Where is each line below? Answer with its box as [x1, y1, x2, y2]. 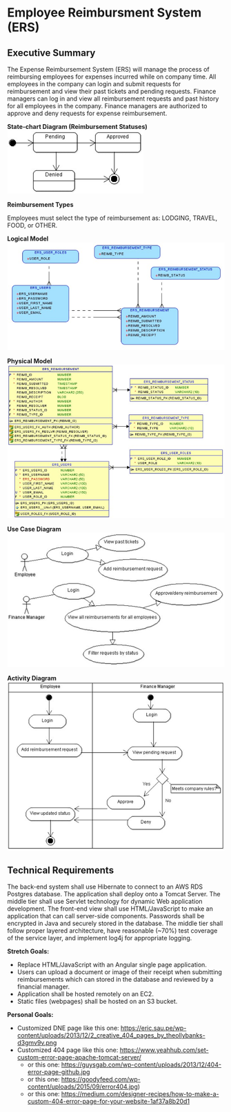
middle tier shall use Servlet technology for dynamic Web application [7, 898, 203, 906]
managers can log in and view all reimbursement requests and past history [7, 94, 219, 103]
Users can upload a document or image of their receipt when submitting [17, 968, 223, 976]
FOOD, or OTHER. [7, 221, 57, 229]
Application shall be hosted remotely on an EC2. [17, 990, 154, 998]
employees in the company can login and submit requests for [7, 80, 181, 88]
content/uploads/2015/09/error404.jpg [27, 1082, 138, 1091]
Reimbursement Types [7, 201, 74, 208]
